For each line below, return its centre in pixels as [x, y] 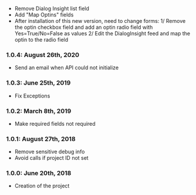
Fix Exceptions [32, 96]
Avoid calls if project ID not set [52, 158]
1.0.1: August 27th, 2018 [41, 139]
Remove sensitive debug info [50, 152]
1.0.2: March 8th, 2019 [39, 111]
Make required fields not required [55, 123]
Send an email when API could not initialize [67, 68]
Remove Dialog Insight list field [52, 9]
